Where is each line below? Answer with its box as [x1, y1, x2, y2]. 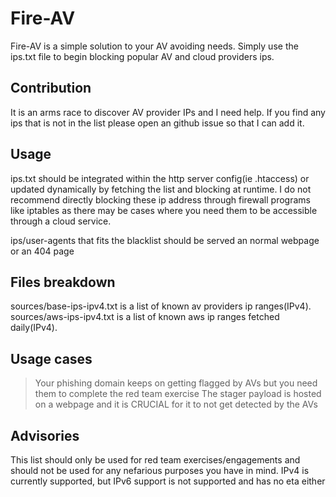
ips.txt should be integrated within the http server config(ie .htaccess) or [10, 172, 310, 184]
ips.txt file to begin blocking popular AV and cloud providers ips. [10, 50, 275, 62]
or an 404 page [10, 245, 75, 257]
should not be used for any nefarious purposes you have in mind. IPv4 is [10, 465, 310, 476]
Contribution [10, 80, 92, 97]
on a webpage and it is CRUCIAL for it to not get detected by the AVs [34, 398, 318, 411]
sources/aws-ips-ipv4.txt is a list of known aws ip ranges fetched [10, 311, 280, 323]
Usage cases [10, 350, 93, 367]
